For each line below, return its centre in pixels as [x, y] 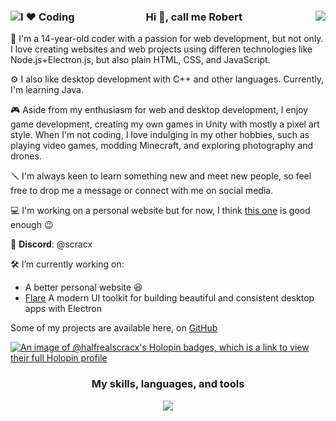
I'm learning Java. [47, 90]
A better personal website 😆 [83, 287]
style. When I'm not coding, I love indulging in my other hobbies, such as [160, 135]
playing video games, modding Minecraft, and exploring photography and [162, 146]
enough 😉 [32, 225]
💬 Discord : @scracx [51, 244]
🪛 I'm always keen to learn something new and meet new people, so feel [161, 176]
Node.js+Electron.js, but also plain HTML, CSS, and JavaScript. [140, 60]
